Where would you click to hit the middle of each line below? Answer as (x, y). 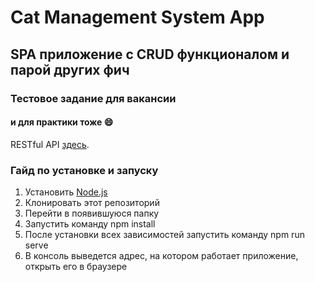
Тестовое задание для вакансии (93, 98)
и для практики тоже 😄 (62, 122)
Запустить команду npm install (90, 224)
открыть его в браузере (76, 266)
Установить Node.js (66, 192)
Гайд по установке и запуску (84, 170)
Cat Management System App (137, 17)
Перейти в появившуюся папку (92, 213)
